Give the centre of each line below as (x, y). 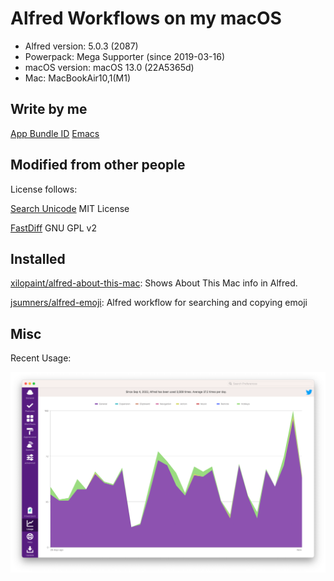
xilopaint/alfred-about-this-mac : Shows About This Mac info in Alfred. (154, 283)
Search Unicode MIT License (70, 208)
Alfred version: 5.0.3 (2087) (81, 46)
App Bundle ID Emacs (55, 133)
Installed (38, 258)
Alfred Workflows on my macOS (146, 18)
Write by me (49, 109)
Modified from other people (98, 165)
